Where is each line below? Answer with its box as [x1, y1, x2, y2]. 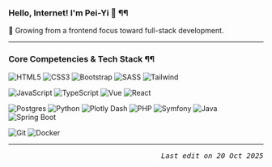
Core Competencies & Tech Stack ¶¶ [8, 54, 155, 65]
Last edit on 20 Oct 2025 [160, 151, 264, 161]
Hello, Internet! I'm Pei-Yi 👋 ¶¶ [8, 7, 129, 19]
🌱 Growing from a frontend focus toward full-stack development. [8, 26, 224, 36]
